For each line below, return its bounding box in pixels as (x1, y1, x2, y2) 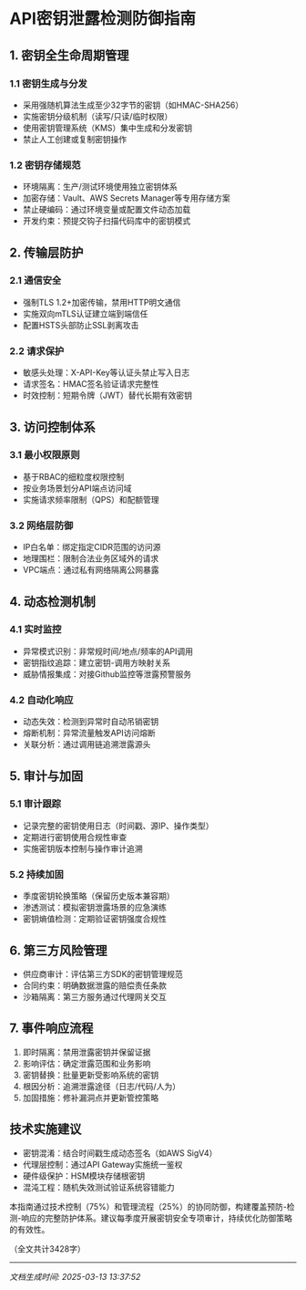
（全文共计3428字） (9, 1243, 86, 1254)
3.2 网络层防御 (9, 519, 74, 532)
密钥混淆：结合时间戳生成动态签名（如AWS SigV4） (22, 1147, 218, 1159)
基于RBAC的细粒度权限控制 (22, 471, 125, 482)
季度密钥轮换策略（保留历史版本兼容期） (22, 890, 175, 901)
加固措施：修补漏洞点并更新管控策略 (22, 1092, 159, 1103)
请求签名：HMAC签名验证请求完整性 (22, 379, 159, 390)
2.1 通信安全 (9, 275, 62, 287)
